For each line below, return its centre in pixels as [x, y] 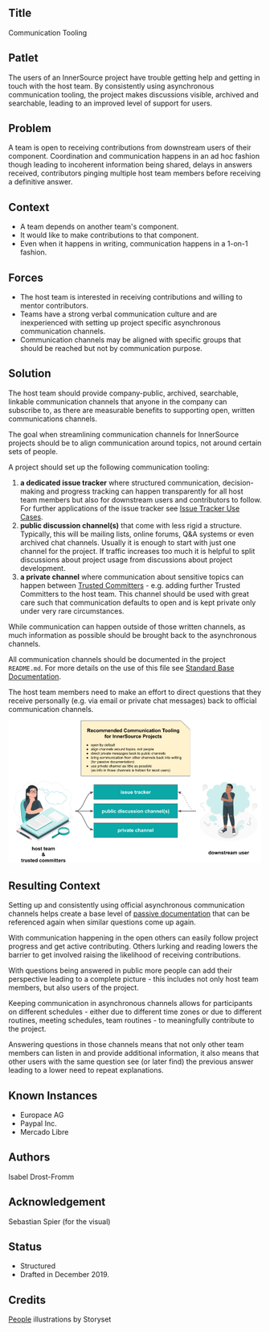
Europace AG [42, 1115]
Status [25, 1247]
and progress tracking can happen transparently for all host [145, 491]
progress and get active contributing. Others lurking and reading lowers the [133, 946]
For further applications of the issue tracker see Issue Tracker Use [130, 508]
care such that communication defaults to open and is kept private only [138, 602]
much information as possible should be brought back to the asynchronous [133, 635]
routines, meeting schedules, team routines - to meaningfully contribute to [131, 1020]
